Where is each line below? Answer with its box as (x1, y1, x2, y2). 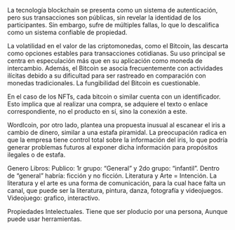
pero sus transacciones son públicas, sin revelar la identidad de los (7, 13, 201, 22)
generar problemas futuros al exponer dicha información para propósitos (7, 143, 218, 151)
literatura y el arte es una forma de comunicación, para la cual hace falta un (7, 179, 226, 187)
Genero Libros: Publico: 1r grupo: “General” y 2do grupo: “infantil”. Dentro (7, 164, 220, 172)
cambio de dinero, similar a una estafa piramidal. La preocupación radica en (7, 129, 227, 136)
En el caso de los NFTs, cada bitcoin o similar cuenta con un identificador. (7, 92, 221, 101)
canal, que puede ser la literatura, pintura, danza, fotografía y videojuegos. (7, 187, 223, 194)
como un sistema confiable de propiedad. (7, 28, 128, 36)
